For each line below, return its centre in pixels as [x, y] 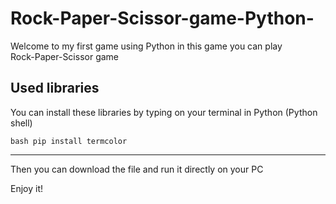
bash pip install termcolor [69, 141]
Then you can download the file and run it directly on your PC [137, 169]
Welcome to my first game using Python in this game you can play [146, 46]
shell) [21, 123]
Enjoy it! [27, 188]
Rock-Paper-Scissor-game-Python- [162, 18]
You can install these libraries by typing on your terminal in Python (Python [164, 112]
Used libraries [55, 88]
